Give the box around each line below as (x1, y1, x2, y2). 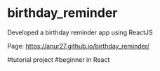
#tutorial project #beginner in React (7, 55, 110, 64)
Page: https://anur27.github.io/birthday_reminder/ (7, 41, 149, 50)
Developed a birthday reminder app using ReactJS (7, 28, 153, 37)
